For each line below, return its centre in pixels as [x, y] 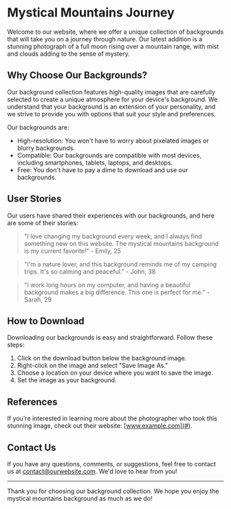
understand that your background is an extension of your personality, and [111, 106]
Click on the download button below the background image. [102, 358]
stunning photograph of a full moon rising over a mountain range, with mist [113, 46]
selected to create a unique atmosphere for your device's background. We [112, 99]
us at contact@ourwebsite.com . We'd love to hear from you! [92, 471]
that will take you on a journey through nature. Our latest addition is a [105, 39]
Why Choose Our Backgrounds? [77, 75]
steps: [16, 345]
